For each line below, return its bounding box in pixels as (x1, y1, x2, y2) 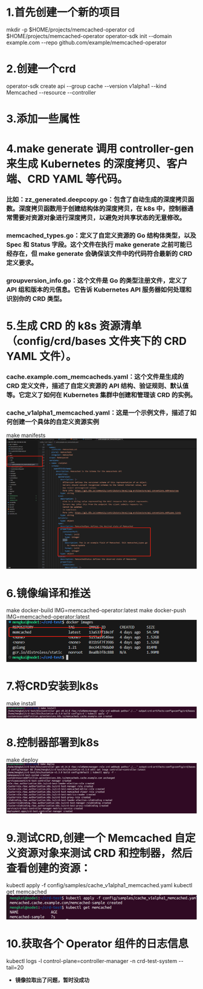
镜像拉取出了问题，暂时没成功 (14, 976, 89, 984)
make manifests (6, 431, 46, 439)
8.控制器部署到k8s (6, 736, 100, 750)
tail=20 (6, 964, 24, 971)
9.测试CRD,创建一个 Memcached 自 (6, 831, 185, 845)
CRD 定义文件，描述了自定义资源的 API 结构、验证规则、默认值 (6, 382, 189, 390)
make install (6, 700, 36, 707)
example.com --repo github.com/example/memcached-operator (6, 39, 167, 46)
